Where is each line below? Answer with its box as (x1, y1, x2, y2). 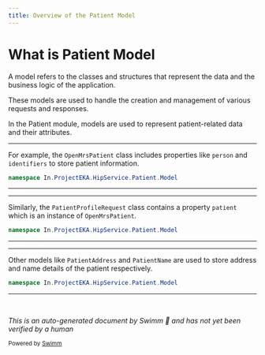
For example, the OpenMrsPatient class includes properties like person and (8, 150, 248, 159)
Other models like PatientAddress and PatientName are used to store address (8, 256, 257, 265)
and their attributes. (8, 127, 73, 136)
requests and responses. (8, 103, 89, 113)
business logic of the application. (8, 80, 116, 89)
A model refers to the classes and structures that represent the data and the (8, 72, 255, 81)
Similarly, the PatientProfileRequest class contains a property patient (8, 203, 237, 212)
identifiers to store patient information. (8, 159, 140, 168)
